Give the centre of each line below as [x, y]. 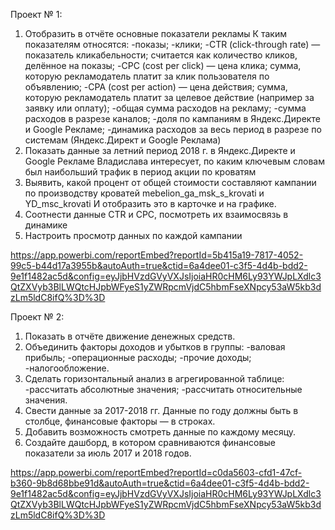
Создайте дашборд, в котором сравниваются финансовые [150, 442]
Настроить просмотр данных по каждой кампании [133, 235]
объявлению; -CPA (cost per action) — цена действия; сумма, [156, 87]
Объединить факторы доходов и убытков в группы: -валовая [155, 347]
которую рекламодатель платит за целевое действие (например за [169, 97]
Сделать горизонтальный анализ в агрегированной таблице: [154, 378]
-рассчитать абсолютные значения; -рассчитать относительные [163, 389]
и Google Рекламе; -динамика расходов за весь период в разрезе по [173, 129]
